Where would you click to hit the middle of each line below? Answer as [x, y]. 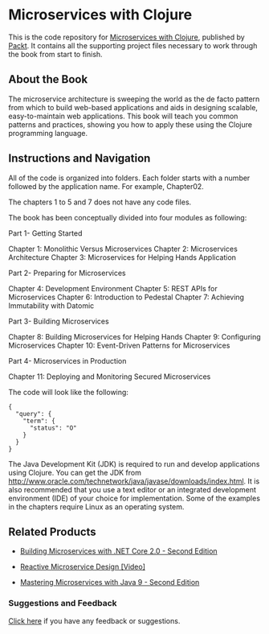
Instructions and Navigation [79, 158]
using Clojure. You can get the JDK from [75, 472]
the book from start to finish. [55, 54]
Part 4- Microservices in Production [67, 360]
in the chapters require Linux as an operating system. [96, 506]
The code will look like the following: [68, 392]
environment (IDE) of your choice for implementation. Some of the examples [134, 498]
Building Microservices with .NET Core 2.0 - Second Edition [119, 551]
